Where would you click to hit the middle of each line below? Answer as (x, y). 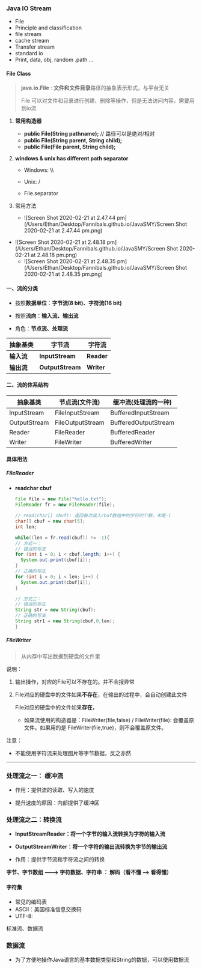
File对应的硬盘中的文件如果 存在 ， (56, 707)
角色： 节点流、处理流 (41, 328)
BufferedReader (133, 432)
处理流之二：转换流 (34, 820)
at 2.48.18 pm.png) (54, 255)
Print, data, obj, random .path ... (54, 60)
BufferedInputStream (140, 413)
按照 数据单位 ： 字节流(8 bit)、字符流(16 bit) (68, 303)
